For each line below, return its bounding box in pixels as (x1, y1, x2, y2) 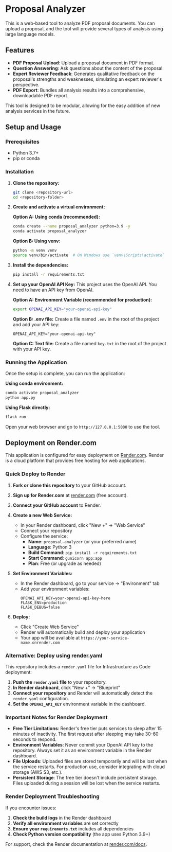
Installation (5, 168, 34, 175)
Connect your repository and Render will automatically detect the (12, 690, 153, 696)
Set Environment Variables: (12, 570, 73, 576)
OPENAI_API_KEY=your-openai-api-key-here (20, 595, 110, 601)
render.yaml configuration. (12, 696, 69, 702)
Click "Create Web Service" (20, 624, 79, 630)
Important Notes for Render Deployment (5, 714, 108, 721)
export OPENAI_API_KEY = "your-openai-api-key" (12, 307, 112, 312)
